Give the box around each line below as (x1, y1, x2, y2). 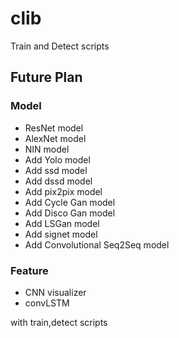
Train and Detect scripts (10, 40, 110, 52)
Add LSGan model (24, 217, 100, 229)
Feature (10, 263, 49, 277)
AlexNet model (24, 132, 87, 144)
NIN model (24, 143, 70, 155)
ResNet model (24, 122, 84, 134)
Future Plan (10, 69, 83, 86)
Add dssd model (24, 175, 93, 187)
